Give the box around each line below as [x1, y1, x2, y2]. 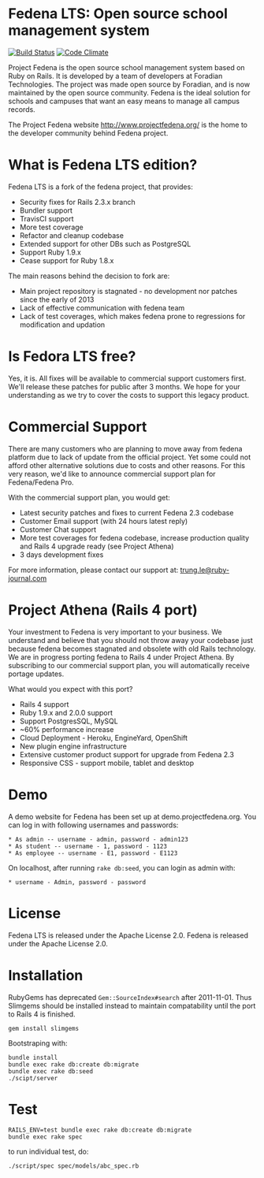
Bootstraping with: [8, 1038, 68, 1048]
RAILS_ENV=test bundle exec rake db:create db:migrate [8, 1126, 192, 1135]
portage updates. [8, 669, 65, 678]
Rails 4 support [19, 699, 69, 709]
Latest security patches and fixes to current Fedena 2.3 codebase [19, 507, 234, 517]
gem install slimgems [8, 1024, 80, 1032]
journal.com [8, 573, 47, 583]
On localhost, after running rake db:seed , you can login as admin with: [8, 863, 236, 872]
